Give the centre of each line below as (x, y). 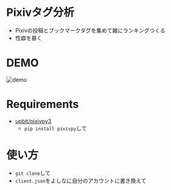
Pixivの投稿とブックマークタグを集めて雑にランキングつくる (90, 30)
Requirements (43, 104)
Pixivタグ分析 (40, 12)
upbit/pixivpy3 (33, 121)
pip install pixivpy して (55, 128)
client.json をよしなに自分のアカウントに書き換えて (81, 180)
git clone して (33, 173)
